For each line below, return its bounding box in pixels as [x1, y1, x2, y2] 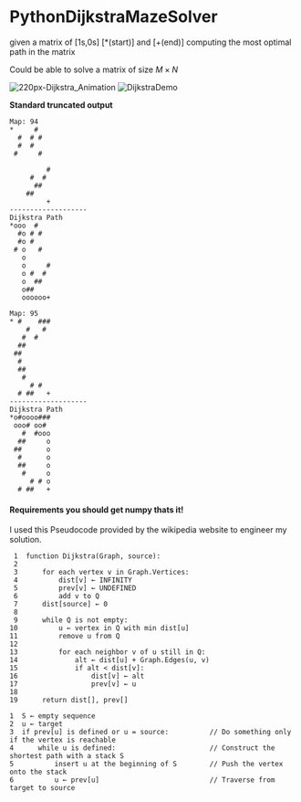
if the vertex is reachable [9, 735, 117, 745]
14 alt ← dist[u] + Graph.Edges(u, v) [9, 656, 210, 665]
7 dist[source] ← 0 [13, 600, 108, 609]
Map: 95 [9, 309, 39, 318]
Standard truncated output [9, 99, 113, 111]
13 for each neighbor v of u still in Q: [9, 648, 206, 657]
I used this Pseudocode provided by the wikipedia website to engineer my [9, 524, 287, 535]
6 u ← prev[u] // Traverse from [9, 776, 275, 785]
